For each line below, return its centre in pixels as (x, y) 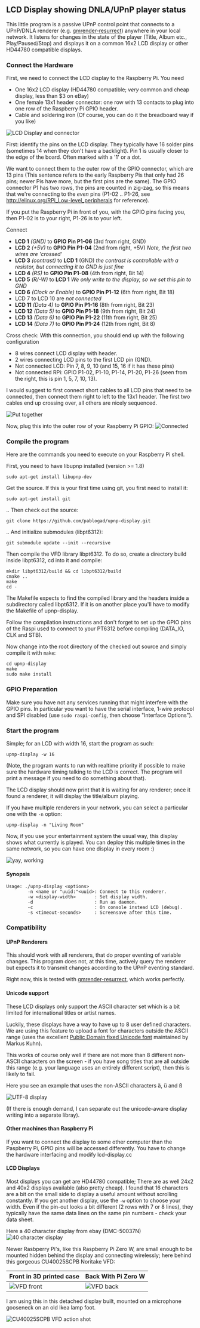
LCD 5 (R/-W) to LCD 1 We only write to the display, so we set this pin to (103, 279)
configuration (23, 342)
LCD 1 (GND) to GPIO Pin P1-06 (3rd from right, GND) (80, 242)
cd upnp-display (26, 664)
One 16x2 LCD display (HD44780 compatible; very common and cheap (102, 90)
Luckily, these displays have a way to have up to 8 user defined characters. (99, 1024)
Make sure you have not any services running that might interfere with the (97, 702)
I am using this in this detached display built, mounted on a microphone (94, 1301)
